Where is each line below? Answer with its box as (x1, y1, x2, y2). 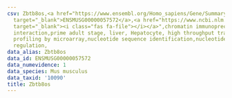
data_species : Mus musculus (7, 68, 88, 75)
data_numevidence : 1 (7, 61, 67, 68)
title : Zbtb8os (7, 81, 51, 88)
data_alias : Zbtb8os (7, 49, 67, 56)
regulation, (13, 42, 48, 49)
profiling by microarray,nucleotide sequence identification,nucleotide (13, 36, 227, 43)
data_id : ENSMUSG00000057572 (7, 55, 91, 62)
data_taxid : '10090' (7, 74, 67, 81)
